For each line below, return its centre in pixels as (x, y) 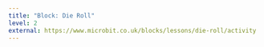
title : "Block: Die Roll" (51, 16)
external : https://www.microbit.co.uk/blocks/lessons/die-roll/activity (132, 30)
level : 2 (23, 23)
